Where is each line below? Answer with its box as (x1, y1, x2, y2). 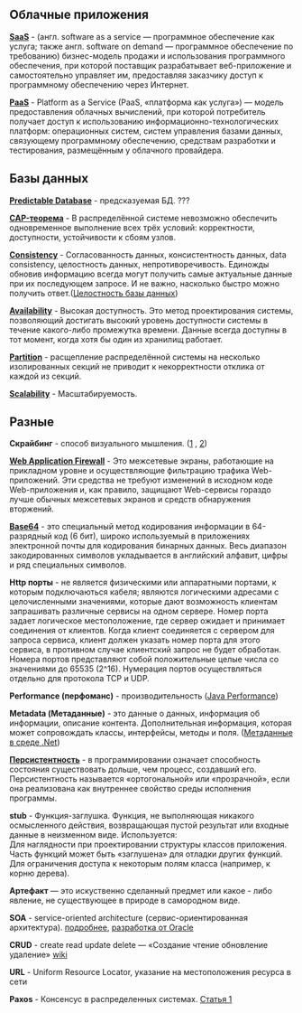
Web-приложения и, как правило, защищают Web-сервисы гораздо (9, 484, 272, 495)
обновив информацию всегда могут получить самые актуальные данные (9, 268, 293, 279)
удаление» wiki (9, 949, 68, 961)
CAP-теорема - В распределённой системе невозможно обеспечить (9, 212, 278, 223)
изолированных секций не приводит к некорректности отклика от (9, 361, 265, 371)
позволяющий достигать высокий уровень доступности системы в (9, 314, 269, 325)
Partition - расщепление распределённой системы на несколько (9, 352, 261, 362)
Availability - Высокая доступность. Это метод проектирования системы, (9, 305, 294, 315)
